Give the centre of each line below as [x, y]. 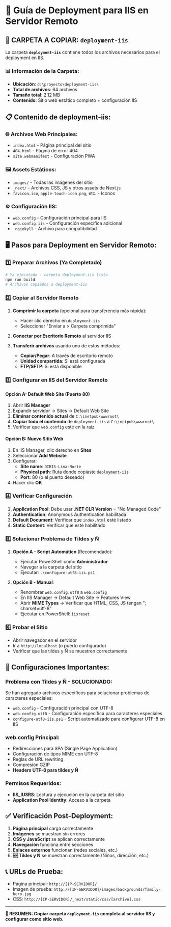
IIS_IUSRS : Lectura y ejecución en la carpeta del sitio [68, 795]
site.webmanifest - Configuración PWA [54, 156]
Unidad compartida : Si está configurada [63, 361]
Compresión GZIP [31, 765]
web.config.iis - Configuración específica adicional [67, 223]
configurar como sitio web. [34, 919]
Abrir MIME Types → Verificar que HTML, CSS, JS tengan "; [83, 603]
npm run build [20, 280]
